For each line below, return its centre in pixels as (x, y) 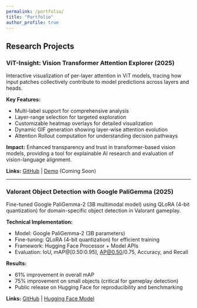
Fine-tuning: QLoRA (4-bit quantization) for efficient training (87, 240)
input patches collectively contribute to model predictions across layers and (98, 82)
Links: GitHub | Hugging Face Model (50, 299)
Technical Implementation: (40, 222)
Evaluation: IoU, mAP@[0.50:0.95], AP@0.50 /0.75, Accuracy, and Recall (101, 252)
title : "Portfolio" (30, 17)
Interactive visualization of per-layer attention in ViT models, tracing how (94, 76)
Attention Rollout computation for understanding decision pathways (96, 136)
